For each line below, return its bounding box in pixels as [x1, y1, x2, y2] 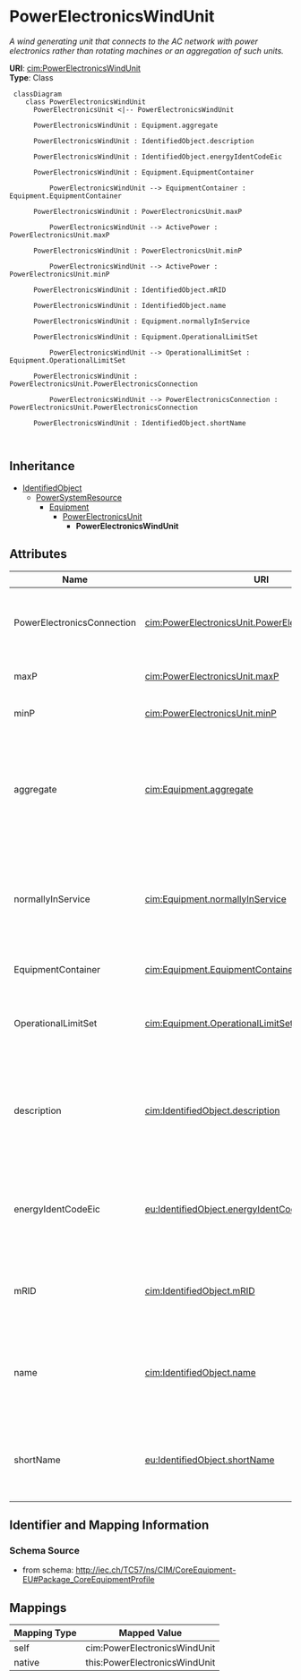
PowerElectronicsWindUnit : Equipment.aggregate [32, 121, 219, 130]
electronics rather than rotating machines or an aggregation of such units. [9, 45, 284, 56]
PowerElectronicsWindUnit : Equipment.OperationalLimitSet [32, 332, 258, 341]
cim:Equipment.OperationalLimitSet [144, 1016, 294, 1029]
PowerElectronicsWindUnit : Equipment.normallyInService [32, 316, 251, 326]
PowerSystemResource [35, 492, 123, 502]
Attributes [9, 546, 67, 561]
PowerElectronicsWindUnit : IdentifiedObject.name [32, 301, 227, 310]
